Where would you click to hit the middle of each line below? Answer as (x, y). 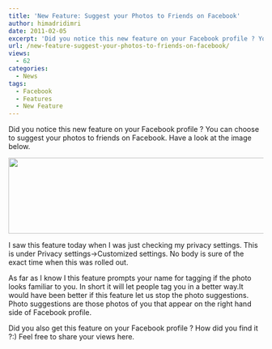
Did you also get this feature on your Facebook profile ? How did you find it (134, 328)
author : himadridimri (45, 23)
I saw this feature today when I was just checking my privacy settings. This (133, 245)
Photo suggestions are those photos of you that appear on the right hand (130, 304)
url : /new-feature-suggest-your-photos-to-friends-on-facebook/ (119, 46)
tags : (17, 83)
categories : (28, 69)
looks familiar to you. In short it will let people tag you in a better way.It (126, 287)
